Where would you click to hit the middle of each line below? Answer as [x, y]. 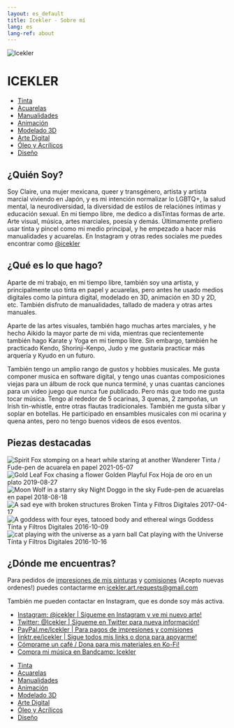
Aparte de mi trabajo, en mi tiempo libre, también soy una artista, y [103, 282]
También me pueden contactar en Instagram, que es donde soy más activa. [116, 601]
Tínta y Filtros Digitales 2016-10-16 [57, 541]
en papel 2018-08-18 [37, 497]
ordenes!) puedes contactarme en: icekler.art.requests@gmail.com [103, 587]
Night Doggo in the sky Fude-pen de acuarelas [157, 490]
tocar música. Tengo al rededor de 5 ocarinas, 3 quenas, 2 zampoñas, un [112, 399]
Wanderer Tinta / [196, 459]
